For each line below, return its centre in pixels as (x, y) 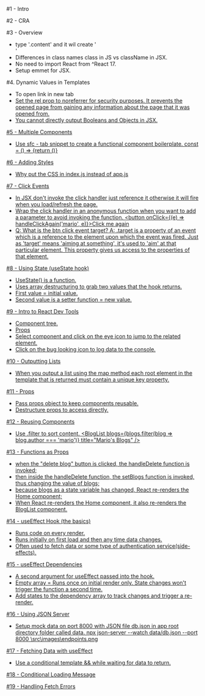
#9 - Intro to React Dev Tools (43, 311)
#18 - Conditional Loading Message (51, 675)
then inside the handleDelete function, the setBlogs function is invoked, (105, 477)
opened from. (32, 114)
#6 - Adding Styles (30, 162)
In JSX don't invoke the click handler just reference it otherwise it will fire (107, 198)
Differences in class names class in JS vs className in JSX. (91, 57)
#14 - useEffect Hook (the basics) (49, 521)
